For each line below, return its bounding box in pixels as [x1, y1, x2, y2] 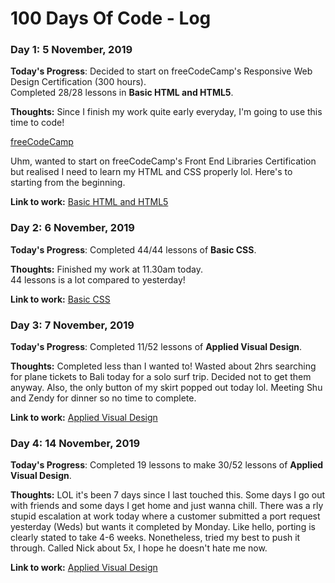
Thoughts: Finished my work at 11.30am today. [10, 263, 203, 275]
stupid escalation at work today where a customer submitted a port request [10, 510, 321, 522]
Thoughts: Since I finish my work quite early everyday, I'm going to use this [10, 106, 323, 118]
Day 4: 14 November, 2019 [10, 437, 141, 450]
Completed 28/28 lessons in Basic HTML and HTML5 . [10, 87, 234, 99]
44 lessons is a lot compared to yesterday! [10, 273, 186, 286]
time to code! [10, 117, 65, 129]
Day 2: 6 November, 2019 [10, 221, 135, 235]
